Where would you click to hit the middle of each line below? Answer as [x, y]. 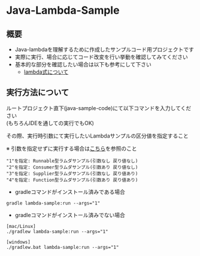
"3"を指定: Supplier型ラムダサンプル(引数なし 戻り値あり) [72, 173]
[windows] [19, 242]
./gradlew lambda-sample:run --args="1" [57, 231]
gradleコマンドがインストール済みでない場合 [70, 215]
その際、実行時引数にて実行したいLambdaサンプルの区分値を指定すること [97, 136]
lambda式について [46, 72]
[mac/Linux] [21, 226]
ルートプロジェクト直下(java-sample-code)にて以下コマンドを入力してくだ [99, 108]
